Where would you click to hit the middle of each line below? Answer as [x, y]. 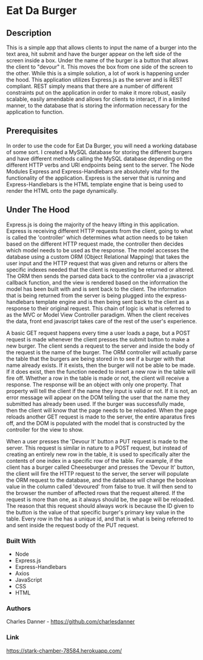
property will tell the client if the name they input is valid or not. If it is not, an [102, 391]
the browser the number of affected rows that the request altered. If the [95, 493]
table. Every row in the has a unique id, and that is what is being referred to [100, 519]
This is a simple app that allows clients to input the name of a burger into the [101, 47]
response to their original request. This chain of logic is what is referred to [99, 308]
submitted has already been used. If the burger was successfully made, [96, 403]
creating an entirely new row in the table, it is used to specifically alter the [98, 454]
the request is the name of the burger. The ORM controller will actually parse [102, 352]
